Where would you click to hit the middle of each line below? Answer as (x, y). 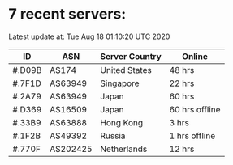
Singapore (120, 83)
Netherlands (124, 149)
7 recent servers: (67, 14)
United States (126, 70)
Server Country (131, 56)
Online (195, 56)
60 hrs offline (195, 109)
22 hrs (182, 83)
